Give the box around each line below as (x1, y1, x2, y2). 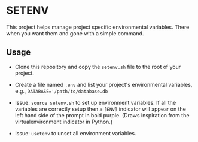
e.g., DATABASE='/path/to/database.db (14, 87, 108, 95)
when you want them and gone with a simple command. (6, 29, 144, 37)
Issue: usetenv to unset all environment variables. (14, 129, 136, 137)
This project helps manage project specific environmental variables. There (6, 23, 190, 31)
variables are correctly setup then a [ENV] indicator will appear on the (14, 105, 187, 113)
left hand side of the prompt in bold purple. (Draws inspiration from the (14, 111, 190, 119)
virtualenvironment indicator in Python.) (14, 118, 113, 125)
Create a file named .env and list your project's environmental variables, (14, 81, 193, 88)
